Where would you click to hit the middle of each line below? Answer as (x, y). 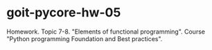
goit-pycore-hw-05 (64, 13)
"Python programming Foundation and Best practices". (85, 38)
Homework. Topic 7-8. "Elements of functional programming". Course (106, 32)
